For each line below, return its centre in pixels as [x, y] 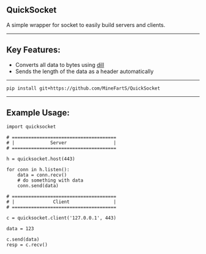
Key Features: [33, 50]
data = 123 [20, 229]
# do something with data [51, 180]
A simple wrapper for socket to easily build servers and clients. [86, 25]
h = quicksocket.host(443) [41, 159]
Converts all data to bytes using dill [59, 64]
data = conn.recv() [42, 175]
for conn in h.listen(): [38, 170]
